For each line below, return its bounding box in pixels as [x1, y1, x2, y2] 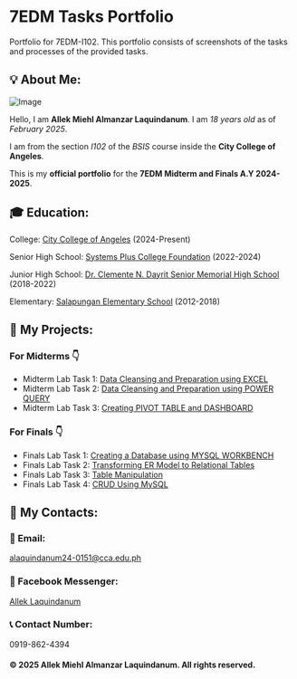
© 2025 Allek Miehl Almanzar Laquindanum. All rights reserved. [9, 659, 256, 671]
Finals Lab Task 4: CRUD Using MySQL [22, 478, 169, 490]
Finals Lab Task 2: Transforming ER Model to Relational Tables [22, 459, 255, 470]
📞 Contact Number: [9, 618, 93, 631]
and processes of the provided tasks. [9, 45, 148, 56]
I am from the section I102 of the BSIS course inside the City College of [9, 140, 276, 151]
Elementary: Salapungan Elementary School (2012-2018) [9, 296, 220, 307]
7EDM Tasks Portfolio [9, 6, 174, 27]
